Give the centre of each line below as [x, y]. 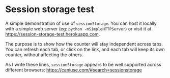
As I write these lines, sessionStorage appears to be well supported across [83, 64]
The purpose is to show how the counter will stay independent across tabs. [84, 44]
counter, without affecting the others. [44, 55]
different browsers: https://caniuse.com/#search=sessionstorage [74, 70]
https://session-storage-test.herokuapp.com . [53, 34]
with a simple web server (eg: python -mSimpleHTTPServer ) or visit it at [78, 28]
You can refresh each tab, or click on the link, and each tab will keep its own [85, 49]
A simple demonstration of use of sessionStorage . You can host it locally [81, 23]
